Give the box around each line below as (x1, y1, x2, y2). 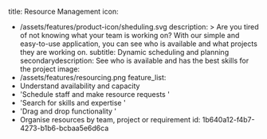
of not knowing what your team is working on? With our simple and (19, 31, 240, 40)
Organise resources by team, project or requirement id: (19, 115, 201, 124)
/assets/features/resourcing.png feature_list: (19, 73, 167, 82)
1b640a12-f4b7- (202, 115, 255, 124)
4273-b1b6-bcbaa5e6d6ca (19, 123, 109, 133)
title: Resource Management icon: (8, 7, 119, 16)
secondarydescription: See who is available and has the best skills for (19, 56, 249, 65)
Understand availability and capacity (19, 81, 140, 91)
